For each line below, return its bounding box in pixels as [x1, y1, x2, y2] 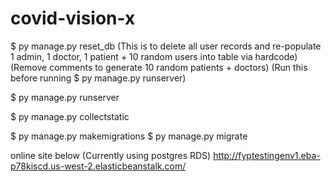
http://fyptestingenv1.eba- [213, 149, 321, 161]
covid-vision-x [10, 7, 136, 30]
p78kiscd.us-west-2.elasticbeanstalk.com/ [10, 160, 187, 172]
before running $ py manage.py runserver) [10, 72, 187, 84]
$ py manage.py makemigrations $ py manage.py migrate [10, 130, 248, 142]
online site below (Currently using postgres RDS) [10, 149, 212, 161]
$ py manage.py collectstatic [10, 110, 130, 122]
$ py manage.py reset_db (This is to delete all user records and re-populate [10, 40, 322, 52]
